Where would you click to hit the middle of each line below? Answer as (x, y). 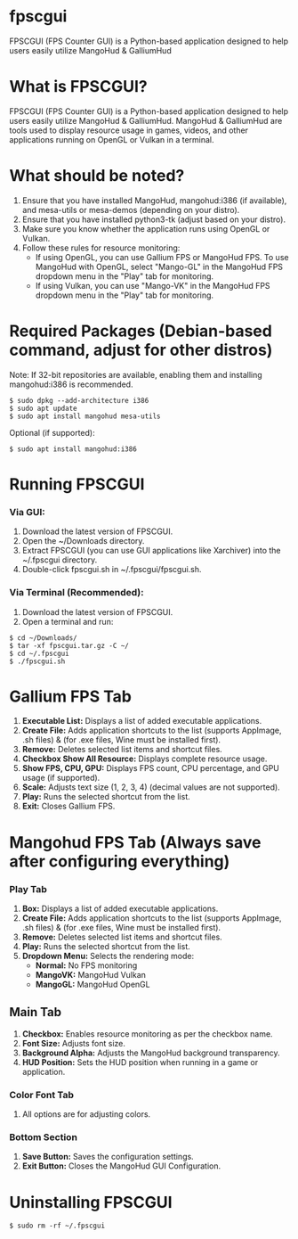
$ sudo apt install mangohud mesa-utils (85, 416)
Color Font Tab (41, 1095)
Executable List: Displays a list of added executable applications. (142, 721)
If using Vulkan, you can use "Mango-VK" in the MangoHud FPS (153, 285)
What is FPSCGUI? (79, 87)
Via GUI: (28, 512)
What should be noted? (97, 176)
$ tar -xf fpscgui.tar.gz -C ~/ (69, 645)
